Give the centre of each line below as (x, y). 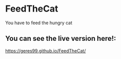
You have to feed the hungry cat (39, 23)
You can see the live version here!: (61, 39)
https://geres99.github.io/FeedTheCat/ (46, 50)
